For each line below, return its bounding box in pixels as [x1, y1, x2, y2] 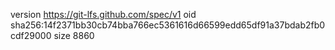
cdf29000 [10, 30, 52, 41]
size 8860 [53, 30, 95, 41]
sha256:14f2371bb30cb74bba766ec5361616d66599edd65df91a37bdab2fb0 [10, 19, 326, 31]
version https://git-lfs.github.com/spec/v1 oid [10, 9, 197, 20]
